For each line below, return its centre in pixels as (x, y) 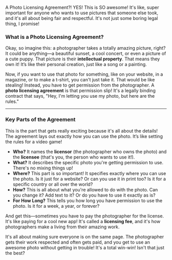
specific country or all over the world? (53, 184)
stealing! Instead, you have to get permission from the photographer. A (80, 85)
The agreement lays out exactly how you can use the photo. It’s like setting (84, 136)
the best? (15, 253)
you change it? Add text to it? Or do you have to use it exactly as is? (84, 195)
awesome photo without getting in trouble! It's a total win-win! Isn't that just (85, 247)
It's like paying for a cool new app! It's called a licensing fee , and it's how (83, 221)
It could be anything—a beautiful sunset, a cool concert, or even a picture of (86, 54)
